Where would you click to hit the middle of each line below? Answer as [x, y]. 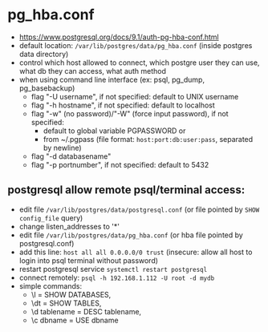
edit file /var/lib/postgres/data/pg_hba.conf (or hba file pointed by [131, 235]
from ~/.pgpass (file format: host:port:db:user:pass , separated [148, 139]
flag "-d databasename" [71, 156]
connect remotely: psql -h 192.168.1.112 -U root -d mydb [117, 277]
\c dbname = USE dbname [75, 320]
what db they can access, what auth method [92, 71]
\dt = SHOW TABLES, [66, 303]
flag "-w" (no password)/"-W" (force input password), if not [130, 113]
